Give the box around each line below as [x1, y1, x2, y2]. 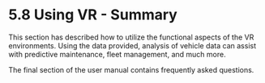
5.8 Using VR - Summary [8, 6, 178, 24]
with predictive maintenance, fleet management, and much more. [8, 49, 226, 59]
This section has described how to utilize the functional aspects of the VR [8, 32, 254, 42]
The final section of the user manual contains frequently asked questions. [8, 64, 254, 74]
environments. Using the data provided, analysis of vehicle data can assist [8, 40, 257, 50]
